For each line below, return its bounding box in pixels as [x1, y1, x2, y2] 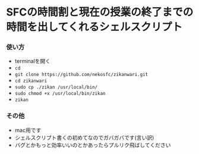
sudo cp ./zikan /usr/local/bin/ [14, 84, 98, 90]
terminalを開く [14, 58, 51, 65]
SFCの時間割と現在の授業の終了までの [6, 5, 194, 19]
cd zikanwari [14, 78, 48, 84]
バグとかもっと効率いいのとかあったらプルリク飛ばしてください [14, 141, 171, 149]
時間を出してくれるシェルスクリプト [6, 20, 183, 34]
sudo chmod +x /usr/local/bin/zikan [14, 90, 106, 97]
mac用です [14, 126, 42, 134]
